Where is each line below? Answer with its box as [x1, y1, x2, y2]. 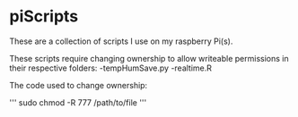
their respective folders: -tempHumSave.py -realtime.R [9, 63, 213, 73]
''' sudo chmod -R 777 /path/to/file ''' [9, 96, 147, 108]
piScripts [9, 6, 79, 27]
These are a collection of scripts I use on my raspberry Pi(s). [9, 36, 233, 46]
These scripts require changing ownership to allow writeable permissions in [9, 53, 289, 63]
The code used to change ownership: [9, 79, 148, 90]
